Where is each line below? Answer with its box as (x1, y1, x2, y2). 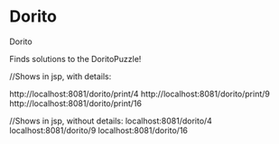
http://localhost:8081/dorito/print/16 (9, 97, 143, 109)
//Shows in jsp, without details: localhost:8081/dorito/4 (9, 115, 212, 126)
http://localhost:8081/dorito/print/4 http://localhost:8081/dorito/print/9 (9, 88, 271, 99)
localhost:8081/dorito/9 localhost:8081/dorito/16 (9, 124, 188, 136)
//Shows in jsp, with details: (9, 70, 112, 82)
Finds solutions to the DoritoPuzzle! (9, 53, 142, 64)
